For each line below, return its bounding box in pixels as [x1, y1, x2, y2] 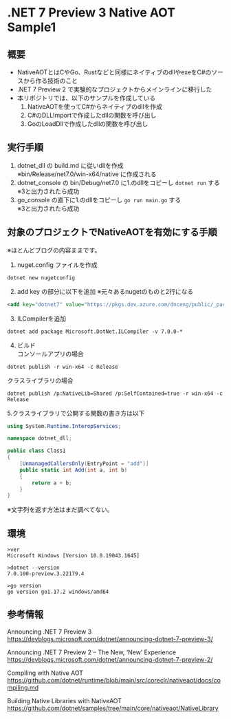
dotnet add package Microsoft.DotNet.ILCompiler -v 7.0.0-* [7, 328, 184, 335]
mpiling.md [7, 683, 39, 691]
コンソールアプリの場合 [16, 350, 84, 358]
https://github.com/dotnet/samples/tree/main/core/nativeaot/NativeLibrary [7, 704, 219, 712]
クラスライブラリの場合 [7, 376, 74, 385]
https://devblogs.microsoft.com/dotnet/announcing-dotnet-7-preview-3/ [7, 634, 213, 643]
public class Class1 [7, 447, 67, 455]
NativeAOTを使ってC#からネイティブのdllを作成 [27, 103, 163, 111]
